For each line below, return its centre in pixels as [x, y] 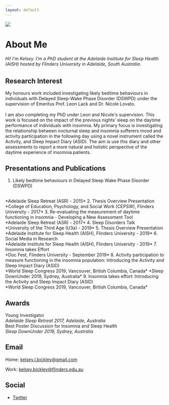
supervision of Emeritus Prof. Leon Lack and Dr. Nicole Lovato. [70, 104]
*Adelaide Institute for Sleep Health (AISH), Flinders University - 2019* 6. [81, 233]
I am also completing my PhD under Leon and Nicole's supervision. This [80, 115]
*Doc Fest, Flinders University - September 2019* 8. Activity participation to [85, 255]
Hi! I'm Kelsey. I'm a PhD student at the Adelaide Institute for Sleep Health [82, 59]
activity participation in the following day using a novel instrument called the [84, 136]
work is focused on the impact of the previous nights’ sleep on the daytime [83, 120]
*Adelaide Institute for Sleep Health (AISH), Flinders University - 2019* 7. [81, 244]
